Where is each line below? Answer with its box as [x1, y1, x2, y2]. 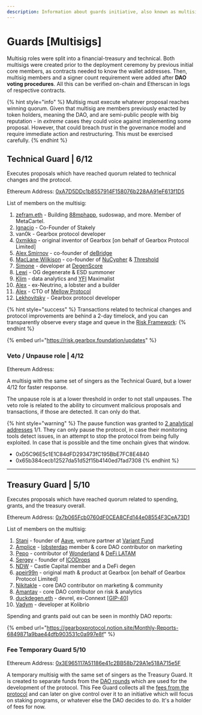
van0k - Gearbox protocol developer [15, 230, 106, 238]
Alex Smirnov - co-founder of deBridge [15, 250, 113, 257]
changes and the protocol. [7, 176, 72, 183]
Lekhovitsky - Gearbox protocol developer [15, 294, 120, 301]
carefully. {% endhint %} [7, 137, 68, 144]
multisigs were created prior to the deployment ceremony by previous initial [7, 61, 194, 68]
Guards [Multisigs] [7, 34, 102, 48]
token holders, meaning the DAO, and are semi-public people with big [7, 111, 179, 118]
